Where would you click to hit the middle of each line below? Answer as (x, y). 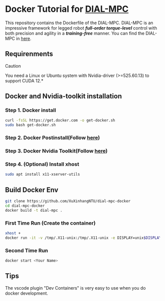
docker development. (27, 293)
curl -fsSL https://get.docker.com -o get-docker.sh (60, 120)
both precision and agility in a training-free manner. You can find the (75, 33)
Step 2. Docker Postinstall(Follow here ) (53, 138)
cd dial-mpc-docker (25, 206)
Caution (13, 66)
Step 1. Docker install (31, 111)
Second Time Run (27, 250)
